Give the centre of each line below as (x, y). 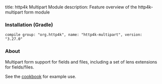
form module (37, 12)
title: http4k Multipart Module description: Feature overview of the (71, 7)
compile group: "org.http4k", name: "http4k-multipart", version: (74, 35)
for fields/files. (20, 67)
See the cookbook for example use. (41, 76)
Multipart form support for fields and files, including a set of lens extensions (81, 62)
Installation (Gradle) (29, 25)
